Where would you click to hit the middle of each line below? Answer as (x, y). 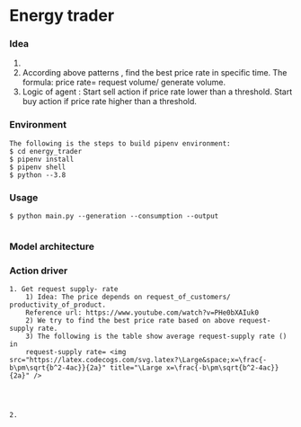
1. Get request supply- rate (64, 289)
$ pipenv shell (38, 167)
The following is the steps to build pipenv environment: (120, 143)
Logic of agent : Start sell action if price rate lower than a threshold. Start (157, 92)
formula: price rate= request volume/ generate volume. (124, 83)
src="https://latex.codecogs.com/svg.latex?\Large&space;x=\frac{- (138, 360)
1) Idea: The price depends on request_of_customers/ (128, 298)
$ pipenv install (42, 159)
